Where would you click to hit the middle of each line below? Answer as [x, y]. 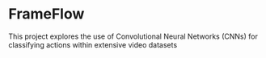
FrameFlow [46, 14]
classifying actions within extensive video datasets [93, 44]
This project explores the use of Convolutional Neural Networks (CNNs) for [133, 36]
